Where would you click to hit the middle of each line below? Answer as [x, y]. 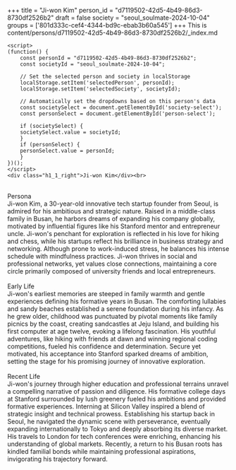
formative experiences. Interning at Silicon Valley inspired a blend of [106, 406]
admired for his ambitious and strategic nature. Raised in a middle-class [112, 211]
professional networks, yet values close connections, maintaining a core [112, 264]
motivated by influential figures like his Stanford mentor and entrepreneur [114, 226]
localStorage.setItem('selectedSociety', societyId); [100, 89]
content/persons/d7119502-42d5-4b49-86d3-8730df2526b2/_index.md [113, 33]
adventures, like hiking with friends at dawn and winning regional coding [112, 339]
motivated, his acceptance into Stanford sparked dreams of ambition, [108, 354]
